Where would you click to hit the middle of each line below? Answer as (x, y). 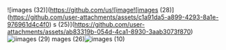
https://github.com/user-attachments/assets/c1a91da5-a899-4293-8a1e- (114, 17)
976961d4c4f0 (29, 24)
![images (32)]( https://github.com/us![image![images (83, 10)
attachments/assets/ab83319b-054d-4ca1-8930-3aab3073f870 (99, 32)
